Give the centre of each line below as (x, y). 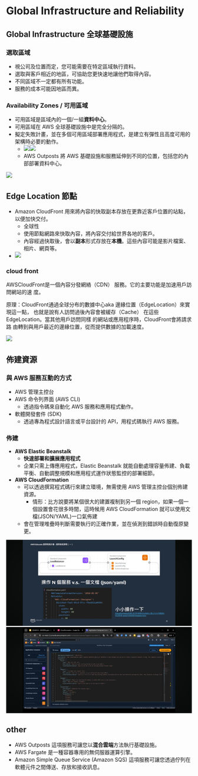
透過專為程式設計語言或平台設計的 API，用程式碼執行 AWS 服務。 (103, 421)
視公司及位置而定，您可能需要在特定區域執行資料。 (77, 66)
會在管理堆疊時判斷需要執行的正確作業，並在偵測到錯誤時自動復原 (103, 524)
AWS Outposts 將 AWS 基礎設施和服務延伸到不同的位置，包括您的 (103, 156)
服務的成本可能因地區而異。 (48, 88)
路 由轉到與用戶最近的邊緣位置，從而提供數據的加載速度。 (77, 327)
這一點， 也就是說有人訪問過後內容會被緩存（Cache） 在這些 (85, 312)
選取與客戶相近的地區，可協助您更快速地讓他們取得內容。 (84, 74)
